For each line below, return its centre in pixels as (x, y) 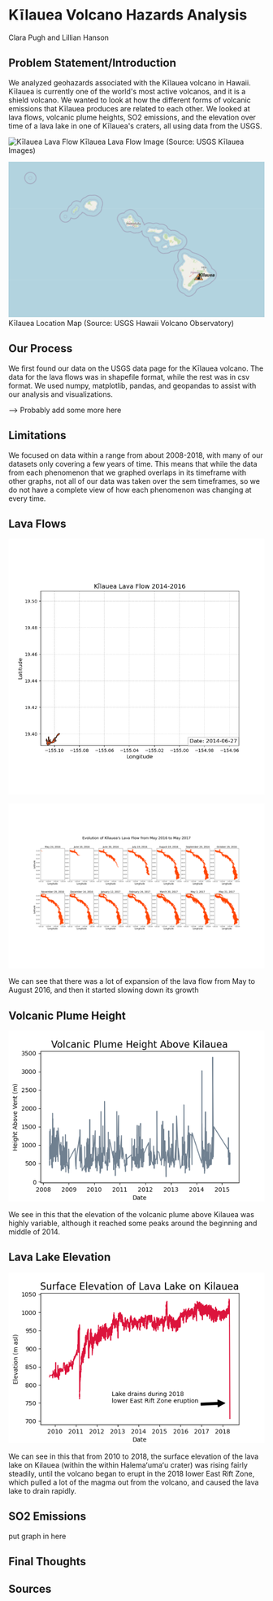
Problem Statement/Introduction (93, 63)
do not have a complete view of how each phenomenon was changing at (130, 489)
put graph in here (37, 1536)
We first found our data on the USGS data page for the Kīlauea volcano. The (136, 368)
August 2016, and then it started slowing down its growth (104, 990)
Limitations (37, 435)
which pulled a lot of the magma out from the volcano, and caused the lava (134, 1482)
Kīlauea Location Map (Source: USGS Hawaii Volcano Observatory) (121, 323)
